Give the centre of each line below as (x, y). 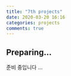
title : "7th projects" (34, 12)
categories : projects (33, 23)
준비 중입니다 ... (24, 67)
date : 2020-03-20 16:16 (36, 17)
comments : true (25, 28)
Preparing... (29, 52)
